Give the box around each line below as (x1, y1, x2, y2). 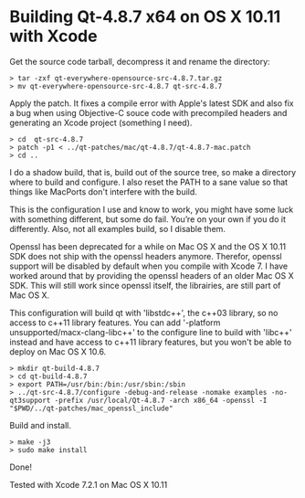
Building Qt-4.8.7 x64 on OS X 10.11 (9, 6, 281, 27)
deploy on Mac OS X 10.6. (9, 345, 107, 357)
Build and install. (9, 419, 71, 430)
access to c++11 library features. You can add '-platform (9, 317, 221, 328)
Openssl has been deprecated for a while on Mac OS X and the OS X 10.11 (9, 240, 287, 252)
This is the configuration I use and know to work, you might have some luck (9, 204, 294, 215)
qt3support (9, 396, 51, 405)
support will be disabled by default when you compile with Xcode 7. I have (9, 260, 289, 271)
